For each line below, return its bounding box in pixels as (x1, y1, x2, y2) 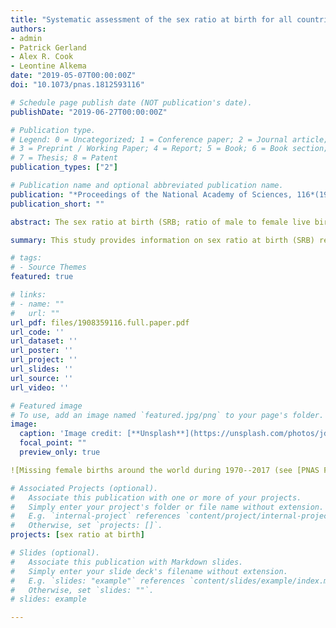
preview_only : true (19, 447, 101, 457)
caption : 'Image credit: (19, 429, 123, 439)
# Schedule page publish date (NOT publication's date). (10, 97, 253, 108)
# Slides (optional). (10, 548, 101, 558)
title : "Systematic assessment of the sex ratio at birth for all (10, 14, 293, 25)
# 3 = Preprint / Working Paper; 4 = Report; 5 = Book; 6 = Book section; (10, 144, 329, 154)
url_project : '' (10, 355, 78, 365)
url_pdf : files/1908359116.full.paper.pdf (10, 317, 190, 328)
